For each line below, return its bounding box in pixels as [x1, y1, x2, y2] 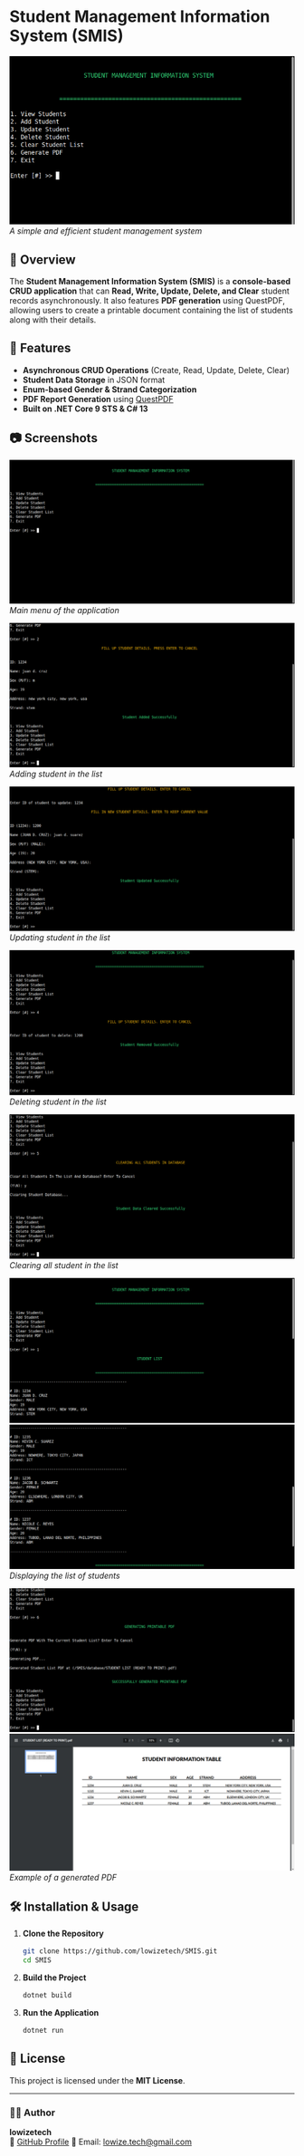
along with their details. [9, 314, 97, 325]
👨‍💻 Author [9, 2106, 56, 2119]
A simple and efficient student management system [9, 226, 203, 236]
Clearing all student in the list [9, 1260, 119, 1271]
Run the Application [22, 2007, 100, 2018]
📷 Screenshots [9, 430, 98, 446]
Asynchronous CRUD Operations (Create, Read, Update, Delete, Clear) [22, 364, 290, 375]
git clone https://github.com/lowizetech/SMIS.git [22, 1946, 218, 1956]
